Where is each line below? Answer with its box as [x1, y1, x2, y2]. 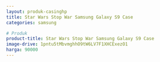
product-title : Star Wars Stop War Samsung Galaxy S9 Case [6, 36, 155, 42]
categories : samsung [6, 19, 57, 25]
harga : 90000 [6, 47, 38, 53]
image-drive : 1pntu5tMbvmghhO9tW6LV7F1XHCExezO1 [6, 41, 128, 47]
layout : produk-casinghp [6, 8, 67, 15]
